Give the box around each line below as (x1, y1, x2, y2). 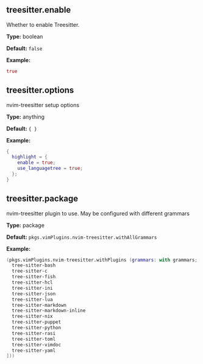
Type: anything (6, 113, 45, 121)
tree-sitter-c (12, 268, 48, 275)
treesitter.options (6, 85, 74, 96)
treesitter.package (6, 194, 79, 204)
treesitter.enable (6, 5, 71, 15)
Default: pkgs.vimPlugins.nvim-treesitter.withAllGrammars (6, 233, 157, 240)
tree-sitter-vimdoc (12, 341, 62, 348)
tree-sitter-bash (12, 262, 56, 268)
